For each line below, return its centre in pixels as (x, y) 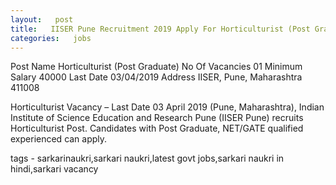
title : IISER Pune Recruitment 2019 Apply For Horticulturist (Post (160, 29)
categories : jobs (51, 38)
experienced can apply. (59, 139)
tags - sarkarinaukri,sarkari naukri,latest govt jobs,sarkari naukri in (147, 158)
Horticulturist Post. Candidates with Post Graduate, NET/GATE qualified (157, 128)
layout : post (42, 19)
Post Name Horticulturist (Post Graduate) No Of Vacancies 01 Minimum (156, 67)
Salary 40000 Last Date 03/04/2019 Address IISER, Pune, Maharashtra (156, 77)
